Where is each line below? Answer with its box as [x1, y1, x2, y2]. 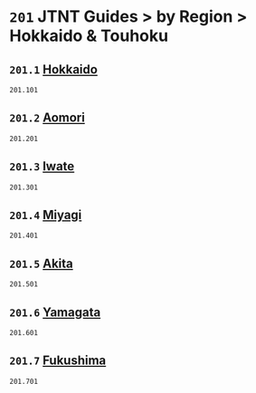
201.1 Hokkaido [9, 62, 98, 77]
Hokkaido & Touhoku [9, 25, 169, 46]
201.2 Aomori [9, 110, 86, 126]
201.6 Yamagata [9, 304, 101, 320]
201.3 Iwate [9, 158, 75, 174]
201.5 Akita [9, 255, 74, 271]
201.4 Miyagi [9, 207, 82, 223]
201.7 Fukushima [9, 353, 107, 369]
